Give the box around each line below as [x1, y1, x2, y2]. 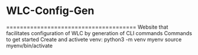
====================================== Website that [6, 23, 168, 30]
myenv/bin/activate [6, 42, 53, 49]
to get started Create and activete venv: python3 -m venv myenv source [6, 36, 182, 43]
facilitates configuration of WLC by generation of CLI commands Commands [6, 29, 192, 36]
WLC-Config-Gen [6, 4, 95, 18]
